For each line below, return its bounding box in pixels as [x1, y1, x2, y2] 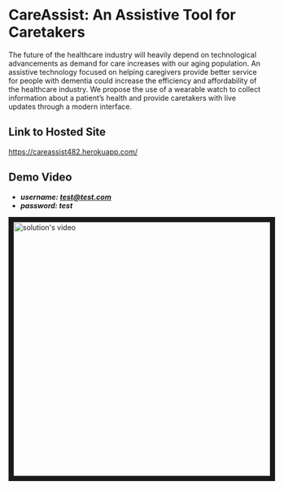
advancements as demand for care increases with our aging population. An [8, 59, 260, 68]
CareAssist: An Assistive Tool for [8, 6, 236, 24]
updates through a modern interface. [8, 102, 133, 111]
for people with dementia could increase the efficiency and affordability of [8, 76, 257, 85]
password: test [20, 201, 73, 210]
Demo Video [8, 171, 72, 184]
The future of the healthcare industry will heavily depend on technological [8, 50, 257, 59]
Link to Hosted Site [8, 125, 107, 139]
